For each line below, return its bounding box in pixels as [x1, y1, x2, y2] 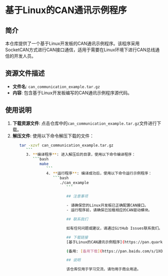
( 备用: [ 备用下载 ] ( [66, 248, 102, 254]
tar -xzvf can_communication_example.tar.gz [19, 143, 113, 148]
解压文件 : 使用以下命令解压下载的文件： [12, 133, 94, 139]
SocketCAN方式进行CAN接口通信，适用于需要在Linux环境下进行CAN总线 [5, 47, 155, 53]
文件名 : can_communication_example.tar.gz [12, 83, 100, 89]
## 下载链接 [66, 235, 88, 240]
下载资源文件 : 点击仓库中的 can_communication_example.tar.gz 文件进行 [12, 120, 157, 126]
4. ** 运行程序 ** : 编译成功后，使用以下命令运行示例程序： [46, 170, 152, 176]
